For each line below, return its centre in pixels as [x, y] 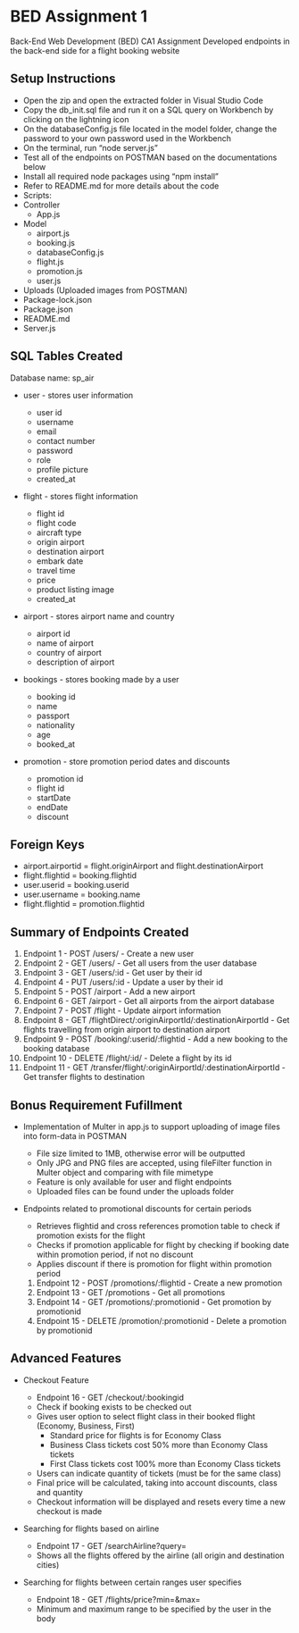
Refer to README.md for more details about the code [121, 186]
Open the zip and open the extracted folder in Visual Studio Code [143, 100]
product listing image [75, 589]
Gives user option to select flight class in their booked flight [145, 1416]
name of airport [65, 643]
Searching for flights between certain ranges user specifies [132, 1582]
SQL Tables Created [66, 356]
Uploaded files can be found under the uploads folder [135, 1191]
